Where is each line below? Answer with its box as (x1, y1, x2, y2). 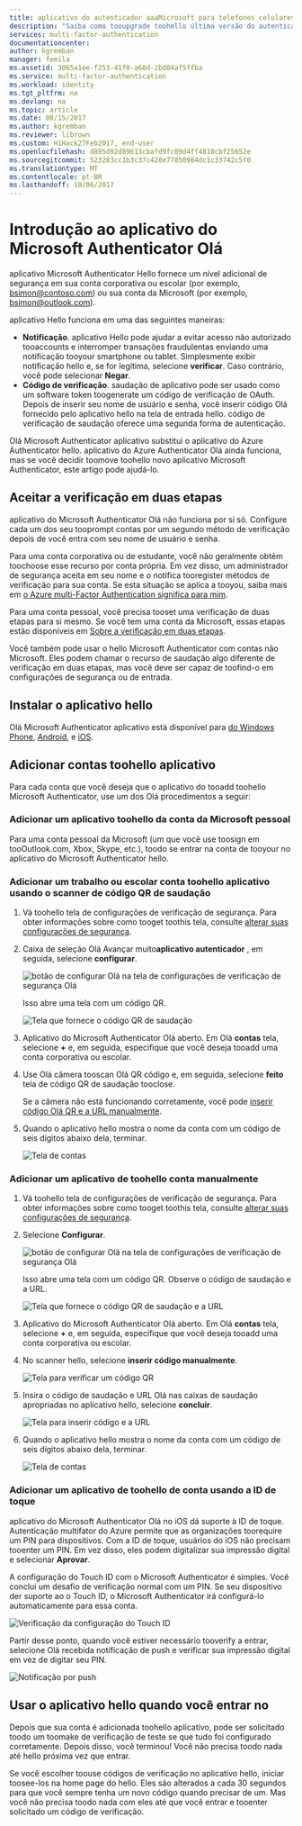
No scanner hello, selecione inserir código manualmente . (22, 1355, 238, 1366)
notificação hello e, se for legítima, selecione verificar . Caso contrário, (22, 361, 285, 372)
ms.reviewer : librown (9, 131, 91, 140)
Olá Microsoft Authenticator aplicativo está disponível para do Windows (9, 721, 275, 732)
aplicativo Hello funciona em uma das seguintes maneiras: (9, 314, 226, 325)
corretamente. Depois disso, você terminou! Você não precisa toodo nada (9, 1740, 283, 1751)
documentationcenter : (9, 38, 91, 48)
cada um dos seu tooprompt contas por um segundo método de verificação (9, 523, 290, 534)
